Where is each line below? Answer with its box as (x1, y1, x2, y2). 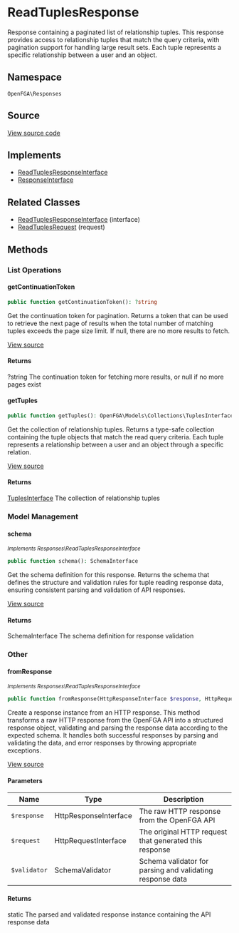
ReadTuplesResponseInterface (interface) (17, 215, 141, 224)
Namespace (7, 71, 63, 83)
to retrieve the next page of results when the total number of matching (7, 319, 213, 327)
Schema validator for (139, 857, 209, 867)
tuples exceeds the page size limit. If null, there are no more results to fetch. (7, 326, 230, 335)
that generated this (139, 836, 203, 846)
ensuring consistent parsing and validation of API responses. (7, 586, 186, 594)
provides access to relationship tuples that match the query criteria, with (7, 35, 220, 44)
